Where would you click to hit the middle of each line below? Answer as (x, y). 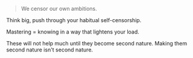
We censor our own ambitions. (59, 9)
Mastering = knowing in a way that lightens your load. (73, 32)
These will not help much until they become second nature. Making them (97, 43)
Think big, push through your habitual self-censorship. (74, 20)
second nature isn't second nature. (50, 50)
